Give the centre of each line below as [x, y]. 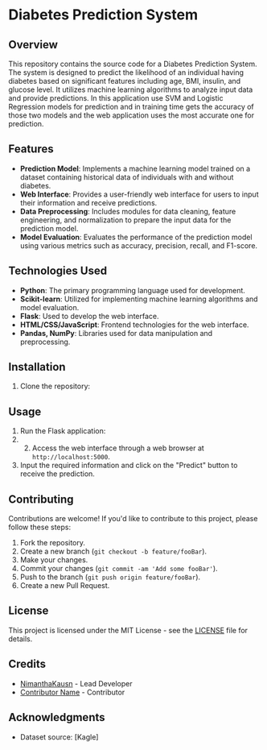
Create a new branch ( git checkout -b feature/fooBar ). [113, 551]
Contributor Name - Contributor [72, 692]
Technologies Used [58, 271]
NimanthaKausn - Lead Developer [76, 683]
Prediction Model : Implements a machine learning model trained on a [135, 168]
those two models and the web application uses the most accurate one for [131, 115]
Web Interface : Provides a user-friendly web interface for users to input [139, 194]
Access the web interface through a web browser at [118, 448]
